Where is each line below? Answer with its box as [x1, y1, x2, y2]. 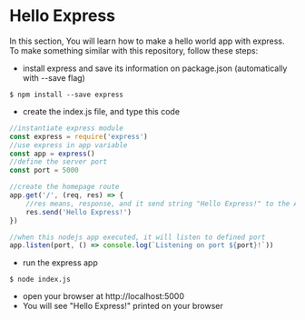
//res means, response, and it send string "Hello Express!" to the [25, 199, 290, 208]
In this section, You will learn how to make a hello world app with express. [9, 35, 285, 46]
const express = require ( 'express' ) [9, 132, 148, 141]
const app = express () [9, 149, 95, 158]
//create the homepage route [9, 183, 120, 192]
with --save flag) [22, 72, 86, 83]
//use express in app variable [9, 140, 128, 150]
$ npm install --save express [9, 90, 124, 99]
